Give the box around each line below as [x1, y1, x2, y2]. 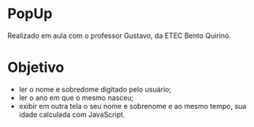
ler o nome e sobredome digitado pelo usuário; [18, 84, 171, 94]
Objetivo [7, 58, 65, 77]
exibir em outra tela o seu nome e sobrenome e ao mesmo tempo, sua [18, 101, 247, 110]
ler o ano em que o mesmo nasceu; [18, 92, 134, 103]
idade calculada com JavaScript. [18, 110, 125, 119]
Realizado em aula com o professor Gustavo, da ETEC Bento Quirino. [7, 31, 232, 40]
